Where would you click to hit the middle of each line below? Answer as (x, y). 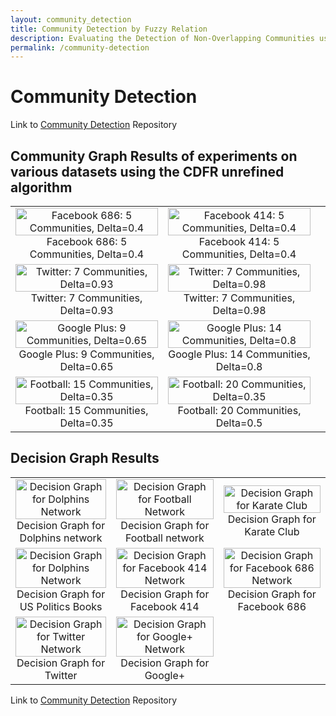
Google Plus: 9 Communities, (86, 354)
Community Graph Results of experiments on (154, 156)
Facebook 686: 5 (87, 241)
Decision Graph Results (85, 458)
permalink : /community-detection (80, 47)
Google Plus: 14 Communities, (239, 354)
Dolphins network (61, 538)
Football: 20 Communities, (239, 410)
